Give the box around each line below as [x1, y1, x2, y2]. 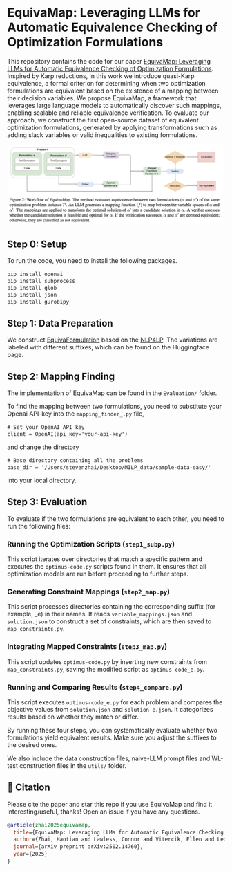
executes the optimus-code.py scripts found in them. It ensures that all [7, 562, 206, 571]
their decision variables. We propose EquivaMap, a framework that [7, 93, 197, 102]
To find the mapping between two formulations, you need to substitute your [7, 402, 222, 410]
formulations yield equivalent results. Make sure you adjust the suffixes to [7, 733, 217, 742]
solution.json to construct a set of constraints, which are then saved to [7, 617, 212, 625]
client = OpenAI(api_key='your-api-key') [7, 430, 128, 437]
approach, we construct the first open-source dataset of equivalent [7, 116, 199, 124]
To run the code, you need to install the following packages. [7, 257, 177, 265]
